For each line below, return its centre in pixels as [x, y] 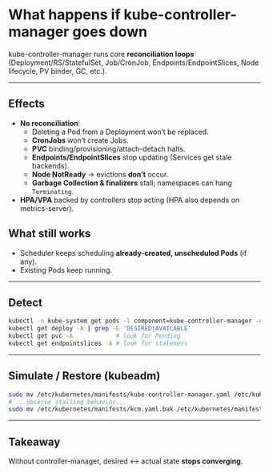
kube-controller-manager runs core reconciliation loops [101, 54]
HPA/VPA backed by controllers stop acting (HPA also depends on [130, 200]
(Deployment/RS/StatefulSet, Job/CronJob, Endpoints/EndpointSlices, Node [134, 63]
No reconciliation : [50, 123]
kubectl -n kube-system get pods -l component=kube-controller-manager [130, 321]
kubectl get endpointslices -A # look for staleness [98, 343]
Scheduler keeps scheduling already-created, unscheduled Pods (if [133, 253]
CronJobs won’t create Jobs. [80, 140]
